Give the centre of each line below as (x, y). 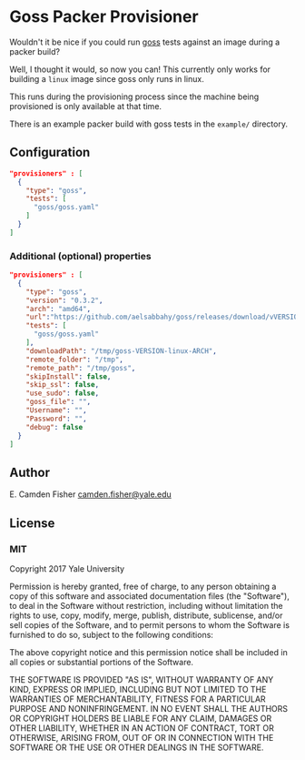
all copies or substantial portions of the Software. (101, 662)
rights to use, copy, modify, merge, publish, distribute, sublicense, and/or (146, 615)
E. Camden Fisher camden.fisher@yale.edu (91, 494)
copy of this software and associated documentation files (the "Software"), (150, 596)
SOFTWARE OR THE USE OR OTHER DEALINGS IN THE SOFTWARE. (137, 747)
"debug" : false (54, 427)
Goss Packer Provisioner (104, 17)
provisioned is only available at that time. (85, 106)
